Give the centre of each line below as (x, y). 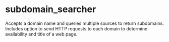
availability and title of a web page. (41, 34)
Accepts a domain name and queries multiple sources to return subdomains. (84, 23)
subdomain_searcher (51, 9)
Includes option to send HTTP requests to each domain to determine (76, 28)
